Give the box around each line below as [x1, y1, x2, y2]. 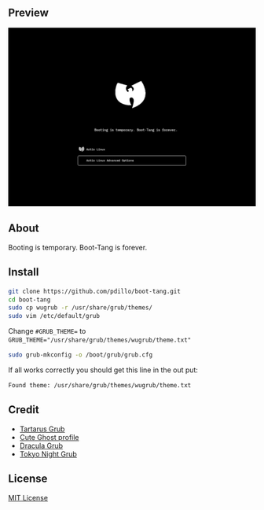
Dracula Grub [19, 441, 64, 450]
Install [8, 265, 39, 279]
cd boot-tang [8, 295, 51, 304]
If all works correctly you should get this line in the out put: [8, 365, 199, 375]
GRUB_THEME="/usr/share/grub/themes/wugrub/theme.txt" [8, 336, 192, 345]
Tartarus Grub [19, 424, 65, 434]
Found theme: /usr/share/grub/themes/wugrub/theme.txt [8, 382, 192, 390]
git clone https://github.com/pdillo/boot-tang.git [8, 287, 181, 295]
